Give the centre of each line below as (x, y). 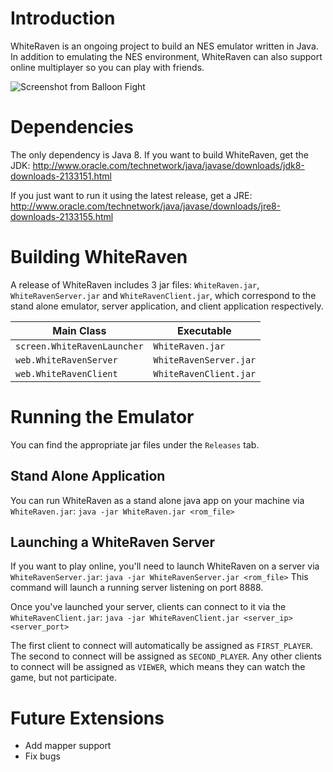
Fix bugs (42, 756)
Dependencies (72, 127)
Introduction (63, 18)
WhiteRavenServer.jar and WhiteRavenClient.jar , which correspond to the (163, 295)
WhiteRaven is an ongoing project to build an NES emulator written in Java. (164, 46)
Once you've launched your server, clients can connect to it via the (148, 607)
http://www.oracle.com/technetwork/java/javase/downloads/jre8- (146, 206)
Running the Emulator (102, 417)
